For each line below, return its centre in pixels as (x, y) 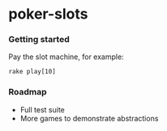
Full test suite (42, 109)
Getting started (39, 40)
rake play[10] (32, 72)
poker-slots (48, 14)
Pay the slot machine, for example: (66, 57)
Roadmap (28, 92)
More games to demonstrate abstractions (89, 118)
